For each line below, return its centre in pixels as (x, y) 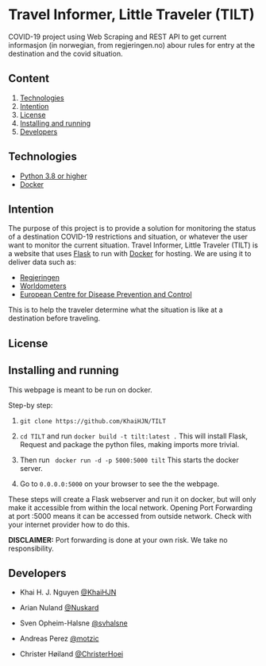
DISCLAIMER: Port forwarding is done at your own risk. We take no (118, 539)
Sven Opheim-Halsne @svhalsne (74, 623)
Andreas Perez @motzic (59, 639)
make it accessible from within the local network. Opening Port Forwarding (130, 508)
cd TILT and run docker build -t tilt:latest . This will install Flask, (134, 436)
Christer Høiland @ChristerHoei (71, 654)
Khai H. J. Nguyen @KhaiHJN (68, 592)
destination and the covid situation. (66, 53)
